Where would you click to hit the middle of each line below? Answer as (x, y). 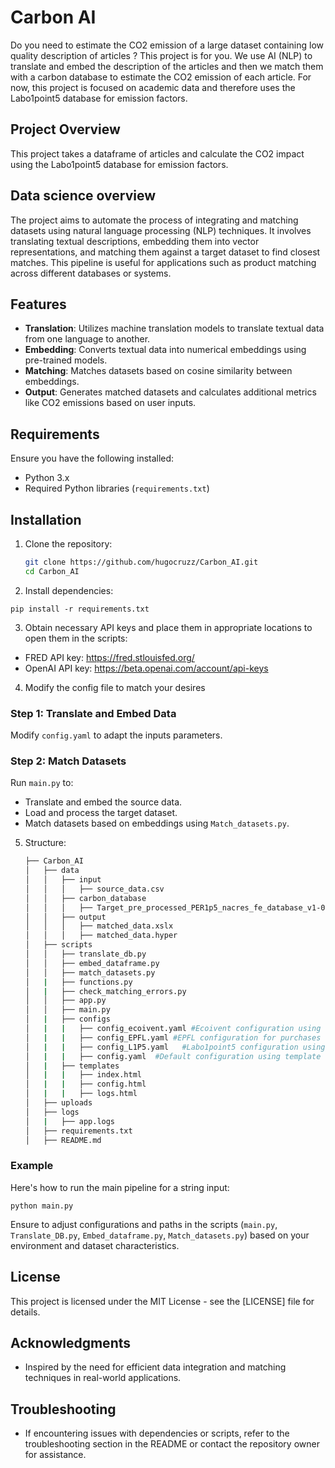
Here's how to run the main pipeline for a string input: (120, 1187)
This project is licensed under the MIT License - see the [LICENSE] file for (162, 1301)
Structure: (45, 843)
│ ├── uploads (58, 1103)
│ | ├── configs (67, 1019)
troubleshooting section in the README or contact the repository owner (172, 1444)
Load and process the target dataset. (101, 813)
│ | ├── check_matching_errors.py (105, 991)
